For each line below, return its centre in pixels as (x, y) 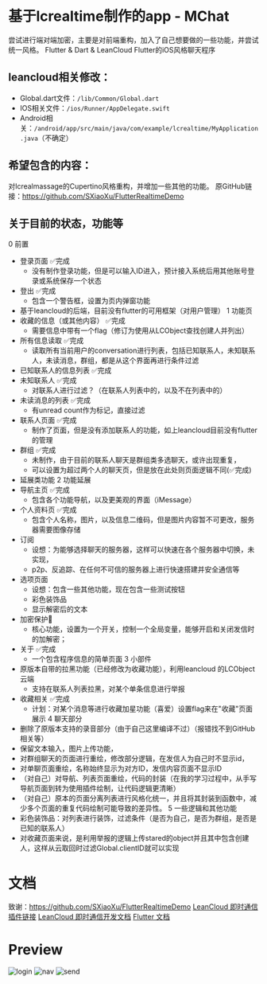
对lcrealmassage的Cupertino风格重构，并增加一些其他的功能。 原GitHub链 (130, 186)
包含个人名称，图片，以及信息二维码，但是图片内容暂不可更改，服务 (143, 520)
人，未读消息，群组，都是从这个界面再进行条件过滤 (115, 361)
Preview (36, 949)
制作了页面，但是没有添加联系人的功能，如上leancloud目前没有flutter (145, 430)
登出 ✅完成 (38, 291)
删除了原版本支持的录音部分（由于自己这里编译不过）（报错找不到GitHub (137, 728)
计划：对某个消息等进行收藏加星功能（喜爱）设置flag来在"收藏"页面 (142, 709)
